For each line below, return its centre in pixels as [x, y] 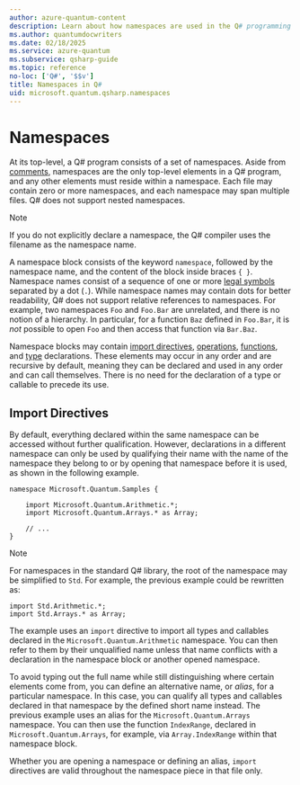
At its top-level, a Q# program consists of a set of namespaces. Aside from [148, 162]
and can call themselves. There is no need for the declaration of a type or [145, 375]
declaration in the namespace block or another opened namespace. [135, 660]
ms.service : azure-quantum [60, 51]
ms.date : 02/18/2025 [48, 43]
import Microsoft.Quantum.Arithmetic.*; [102, 505]
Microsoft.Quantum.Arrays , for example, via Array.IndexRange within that [143, 735]
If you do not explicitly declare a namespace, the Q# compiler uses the [140, 236]
